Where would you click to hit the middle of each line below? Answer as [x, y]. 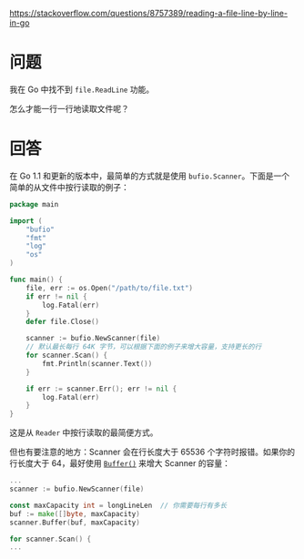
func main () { [36, 279]
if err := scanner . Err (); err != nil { [101, 389]
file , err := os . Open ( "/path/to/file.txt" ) [110, 288]
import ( [26, 221]
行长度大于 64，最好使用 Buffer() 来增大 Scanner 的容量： [120, 463]
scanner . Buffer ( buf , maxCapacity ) [75, 523]
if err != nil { [57, 296]
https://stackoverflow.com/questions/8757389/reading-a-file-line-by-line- [149, 13]
